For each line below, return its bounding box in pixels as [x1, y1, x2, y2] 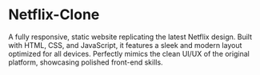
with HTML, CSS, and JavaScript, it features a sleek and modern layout [8, 40, 242, 49]
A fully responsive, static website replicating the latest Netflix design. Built [8, 32, 252, 41]
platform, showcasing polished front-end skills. [8, 57, 163, 67]
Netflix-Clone [8, 6, 100, 24]
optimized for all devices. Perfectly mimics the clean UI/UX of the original [8, 49, 250, 58]
